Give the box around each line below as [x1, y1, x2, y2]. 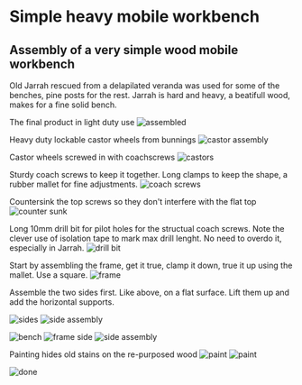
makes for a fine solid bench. [9, 99, 117, 110]
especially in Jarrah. [9, 243, 85, 253]
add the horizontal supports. [9, 297, 114, 307]
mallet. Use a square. [9, 270, 88, 280]
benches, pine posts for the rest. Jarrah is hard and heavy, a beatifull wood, [9, 90, 291, 100]
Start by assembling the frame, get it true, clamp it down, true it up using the [9, 260, 293, 270]
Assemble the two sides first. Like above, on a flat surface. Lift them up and [9, 287, 290, 298]
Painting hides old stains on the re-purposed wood [9, 349, 198, 360]
